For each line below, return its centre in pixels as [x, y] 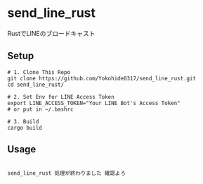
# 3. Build [23, 121]
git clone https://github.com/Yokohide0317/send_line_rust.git [102, 78]
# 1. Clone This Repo [39, 72]
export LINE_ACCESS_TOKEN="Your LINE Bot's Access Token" [94, 103]
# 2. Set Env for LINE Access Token [61, 97]
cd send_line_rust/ [36, 85]
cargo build [25, 128]
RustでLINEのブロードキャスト [51, 33]
